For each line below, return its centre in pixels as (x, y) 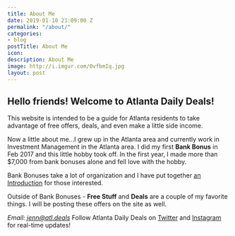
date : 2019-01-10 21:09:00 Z (50, 20)
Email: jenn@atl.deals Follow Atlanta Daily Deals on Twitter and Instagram (114, 218)
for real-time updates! (39, 225)
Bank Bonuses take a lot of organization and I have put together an (104, 175)
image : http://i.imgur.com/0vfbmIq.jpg (66, 66)
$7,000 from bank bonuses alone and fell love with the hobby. (97, 162)
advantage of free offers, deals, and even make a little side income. (105, 126)
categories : (25, 33)
